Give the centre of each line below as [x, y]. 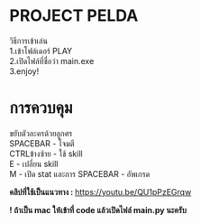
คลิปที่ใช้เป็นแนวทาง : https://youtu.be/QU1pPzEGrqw [100, 191]
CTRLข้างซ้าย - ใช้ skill [46, 154]
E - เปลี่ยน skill [34, 163]
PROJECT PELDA [74, 16]
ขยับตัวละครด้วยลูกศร [41, 133]
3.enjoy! [24, 71]
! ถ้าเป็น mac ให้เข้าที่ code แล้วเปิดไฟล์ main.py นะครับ [98, 210]
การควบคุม [41, 108]
